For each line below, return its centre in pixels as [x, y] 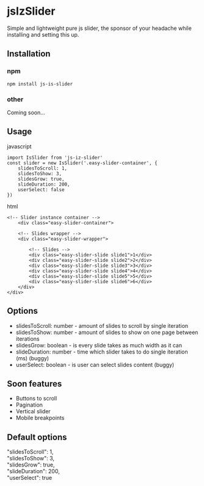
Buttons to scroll [36, 399]
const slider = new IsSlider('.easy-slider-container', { [82, 163]
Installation [29, 54]
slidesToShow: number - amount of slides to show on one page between [107, 332]
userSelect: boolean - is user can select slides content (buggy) [95, 364]
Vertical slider [33, 412]
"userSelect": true [30, 478]
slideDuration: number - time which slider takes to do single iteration [102, 352]
